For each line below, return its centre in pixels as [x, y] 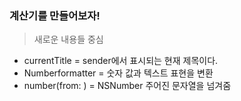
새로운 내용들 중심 [68, 39]
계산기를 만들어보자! [55, 15]
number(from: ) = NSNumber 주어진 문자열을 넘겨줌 [127, 86]
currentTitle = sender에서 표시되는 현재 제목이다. [121, 61]
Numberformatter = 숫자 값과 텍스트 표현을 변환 [118, 73]
